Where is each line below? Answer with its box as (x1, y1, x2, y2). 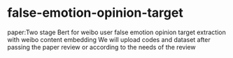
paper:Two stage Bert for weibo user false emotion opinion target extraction (7, 28, 226, 36)
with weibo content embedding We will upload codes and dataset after (7, 35, 211, 43)
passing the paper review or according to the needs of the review (7, 43, 196, 51)
